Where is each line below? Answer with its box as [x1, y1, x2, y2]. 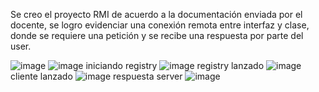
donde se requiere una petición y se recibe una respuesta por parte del [10, 30, 304, 41]
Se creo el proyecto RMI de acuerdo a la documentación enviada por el [10, 9, 303, 20]
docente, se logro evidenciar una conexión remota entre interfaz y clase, [10, 19, 310, 31]
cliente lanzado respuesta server [10, 70, 183, 82]
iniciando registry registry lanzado [85, 60, 265, 71]
